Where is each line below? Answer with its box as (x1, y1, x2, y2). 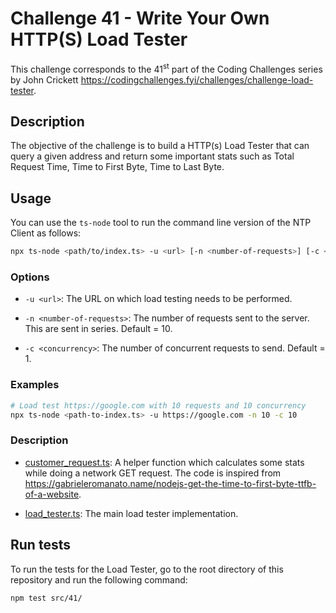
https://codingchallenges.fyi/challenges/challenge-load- (80, 73, 314, 86)
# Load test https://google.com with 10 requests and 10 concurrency (10, 400, 307, 411)
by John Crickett (10, 73, 79, 86)
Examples (10, 378, 60, 392)
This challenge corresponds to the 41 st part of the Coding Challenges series (10, 61, 323, 75)
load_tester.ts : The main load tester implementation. (24, 507, 239, 519)
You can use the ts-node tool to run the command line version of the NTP (10, 217, 312, 229)
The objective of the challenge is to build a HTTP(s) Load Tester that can (10, 140, 310, 152)
